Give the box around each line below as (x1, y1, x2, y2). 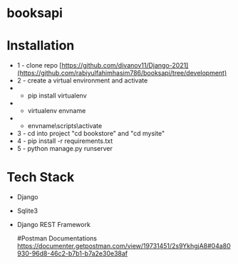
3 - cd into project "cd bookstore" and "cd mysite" (16, 130, 165, 138)
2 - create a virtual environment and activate (16, 76, 148, 85)
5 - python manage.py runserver (16, 144, 113, 153)
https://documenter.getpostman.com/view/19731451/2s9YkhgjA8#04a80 (16, 242, 231, 250)
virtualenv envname (27, 107, 86, 115)
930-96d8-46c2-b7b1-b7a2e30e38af (16, 249, 128, 258)
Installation (6, 38, 75, 54)
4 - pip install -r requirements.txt (16, 137, 113, 145)
